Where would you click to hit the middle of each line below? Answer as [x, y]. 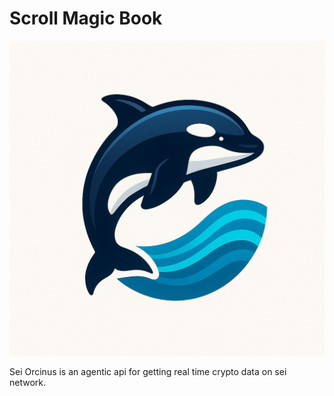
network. [28, 382]
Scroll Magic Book [86, 18]
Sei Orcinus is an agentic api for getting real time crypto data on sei [148, 371]
